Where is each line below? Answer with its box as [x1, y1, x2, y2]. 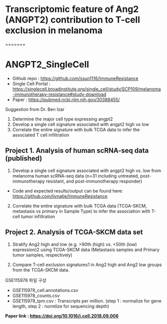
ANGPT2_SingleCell [5, 59, 89, 70]
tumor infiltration [20, 213, 55, 219]
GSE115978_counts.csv [12, 292, 60, 298]
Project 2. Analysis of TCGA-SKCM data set [5, 228, 143, 236]
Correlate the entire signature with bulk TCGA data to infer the [12, 126, 140, 132]
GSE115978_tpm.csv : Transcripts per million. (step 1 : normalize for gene [12, 297, 162, 303]
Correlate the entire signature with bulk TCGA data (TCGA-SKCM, [12, 202, 147, 208]
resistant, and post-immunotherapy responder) [45, 178, 143, 184]
